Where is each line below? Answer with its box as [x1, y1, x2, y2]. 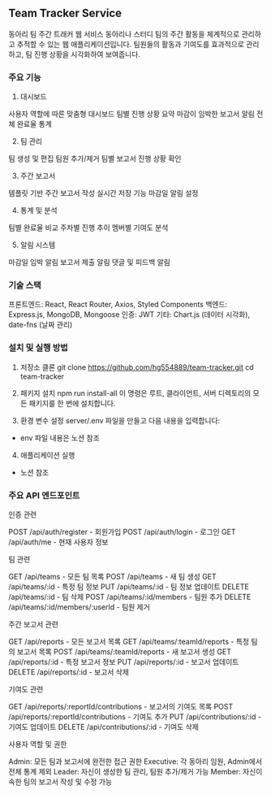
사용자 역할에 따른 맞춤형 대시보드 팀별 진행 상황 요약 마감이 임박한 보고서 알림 [8, 109, 256, 119]
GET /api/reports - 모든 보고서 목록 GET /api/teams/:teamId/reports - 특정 [8, 637, 250, 646]
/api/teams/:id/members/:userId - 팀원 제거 [8, 602, 150, 612]
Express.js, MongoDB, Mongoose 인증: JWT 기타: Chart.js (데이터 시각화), [8, 310, 250, 319]
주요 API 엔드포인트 [8, 489, 80, 501]
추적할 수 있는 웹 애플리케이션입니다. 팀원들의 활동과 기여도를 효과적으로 [16, 39, 245, 49]
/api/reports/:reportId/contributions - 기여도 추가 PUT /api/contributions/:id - [8, 712, 262, 722]
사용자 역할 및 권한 [8, 740, 67, 748]
